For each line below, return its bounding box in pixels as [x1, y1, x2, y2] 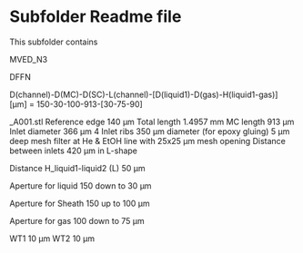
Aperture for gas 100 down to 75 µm [9, 215, 145, 226]
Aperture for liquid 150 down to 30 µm [9, 180, 152, 191]
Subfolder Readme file [9, 6, 182, 27]
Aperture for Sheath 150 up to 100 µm [9, 198, 150, 209]
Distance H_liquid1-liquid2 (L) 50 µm [9, 162, 146, 173]
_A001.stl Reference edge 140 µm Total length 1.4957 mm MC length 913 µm [9, 116, 295, 127]
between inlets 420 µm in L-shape [9, 145, 138, 156]
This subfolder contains [9, 36, 98, 47]
